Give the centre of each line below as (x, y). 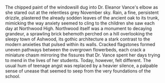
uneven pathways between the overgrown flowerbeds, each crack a (75, 50)
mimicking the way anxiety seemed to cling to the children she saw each (80, 23)
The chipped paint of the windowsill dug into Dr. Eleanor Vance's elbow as (82, 7)
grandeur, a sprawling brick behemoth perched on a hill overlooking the (79, 34)
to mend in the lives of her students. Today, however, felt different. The (78, 60)
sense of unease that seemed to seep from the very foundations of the (78, 71)
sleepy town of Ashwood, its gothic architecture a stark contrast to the (78, 39)
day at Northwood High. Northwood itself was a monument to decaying (78, 28)
